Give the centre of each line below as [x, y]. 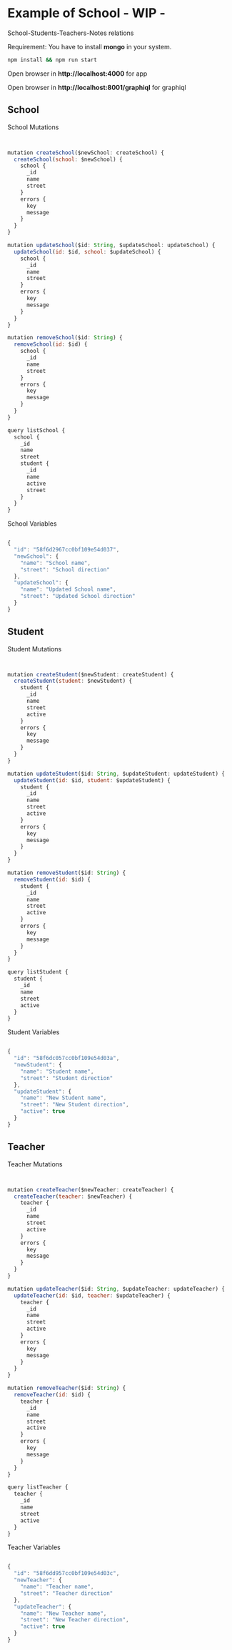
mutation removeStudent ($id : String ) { [67, 873]
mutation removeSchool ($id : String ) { [65, 338]
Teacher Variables [34, 1547]
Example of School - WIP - [86, 13]
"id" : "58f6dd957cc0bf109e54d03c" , [67, 1574]
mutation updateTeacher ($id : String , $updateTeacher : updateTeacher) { [116, 1289]
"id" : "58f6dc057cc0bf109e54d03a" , [67, 1059]
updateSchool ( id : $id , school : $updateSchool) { [87, 251]
